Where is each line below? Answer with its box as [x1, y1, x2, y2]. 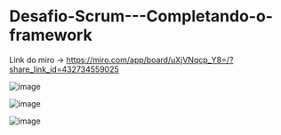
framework [9, 25, 92, 45]
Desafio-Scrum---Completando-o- [9, 6, 274, 27]
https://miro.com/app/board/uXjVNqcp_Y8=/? [66, 54, 234, 65]
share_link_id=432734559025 [9, 64, 119, 75]
